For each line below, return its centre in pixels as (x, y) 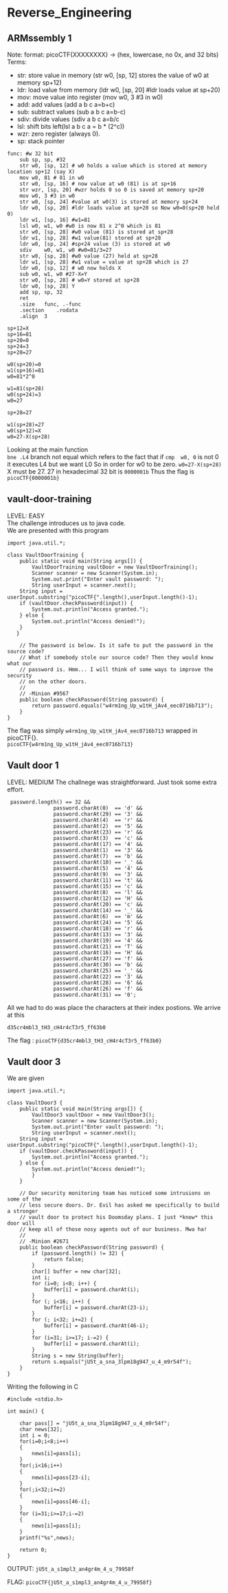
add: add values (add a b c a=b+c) (66, 104)
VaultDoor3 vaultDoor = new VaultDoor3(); (93, 1115)
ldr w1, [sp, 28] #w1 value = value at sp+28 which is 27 (104, 262)
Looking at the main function (48, 450)
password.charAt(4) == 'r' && (98, 820)
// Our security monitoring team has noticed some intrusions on (115, 1193)
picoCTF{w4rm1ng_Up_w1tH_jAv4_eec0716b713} (70, 744)
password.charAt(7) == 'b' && (98, 856)
